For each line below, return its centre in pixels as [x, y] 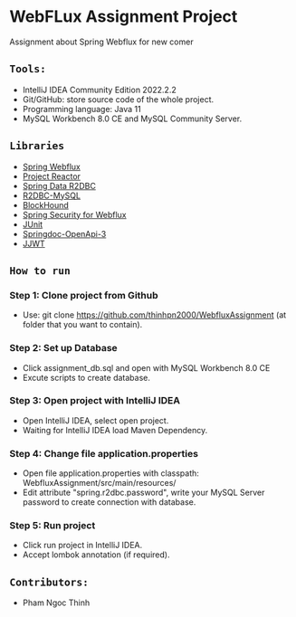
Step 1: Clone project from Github [84, 295]
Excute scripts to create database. [86, 377]
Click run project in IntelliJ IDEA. [82, 546]
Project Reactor [52, 176]
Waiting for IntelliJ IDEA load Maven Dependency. [115, 430]
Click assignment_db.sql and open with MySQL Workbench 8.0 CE [146, 367]
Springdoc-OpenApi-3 [64, 233]
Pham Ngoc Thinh [56, 603]
